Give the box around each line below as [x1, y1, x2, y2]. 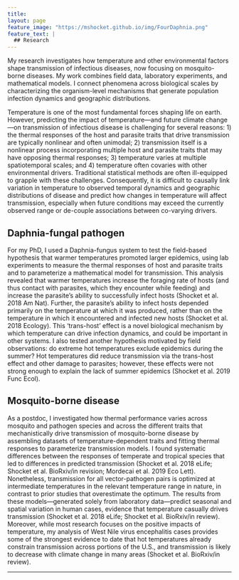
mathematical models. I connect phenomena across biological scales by [7, 79, 219, 88]
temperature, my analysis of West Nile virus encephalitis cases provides [7, 527, 218, 536]
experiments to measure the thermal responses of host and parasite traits [7, 260, 223, 269]
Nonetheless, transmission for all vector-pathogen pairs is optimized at [7, 474, 216, 483]
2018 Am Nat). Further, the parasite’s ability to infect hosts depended [7, 298, 209, 307]
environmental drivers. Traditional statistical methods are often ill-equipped [7, 169, 228, 177]
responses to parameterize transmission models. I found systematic [7, 444, 206, 453]
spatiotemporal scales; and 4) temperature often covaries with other [7, 161, 208, 169]
